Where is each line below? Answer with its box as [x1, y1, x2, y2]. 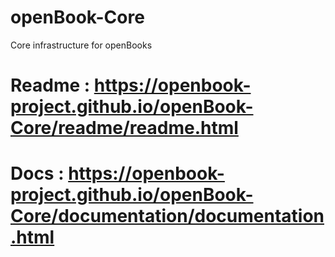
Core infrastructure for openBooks [10, 39, 153, 51]
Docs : [10, 162, 65, 185]
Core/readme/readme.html [10, 117, 239, 140]
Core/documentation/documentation [10, 205, 325, 228]
